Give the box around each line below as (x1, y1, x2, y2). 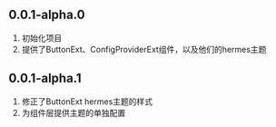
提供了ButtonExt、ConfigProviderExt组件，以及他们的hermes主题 (21, 44, 267, 54)
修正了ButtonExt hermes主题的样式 (21, 95, 153, 107)
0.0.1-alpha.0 (8, 7, 85, 23)
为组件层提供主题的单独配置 (21, 107, 126, 118)
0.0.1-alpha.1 (8, 71, 83, 86)
